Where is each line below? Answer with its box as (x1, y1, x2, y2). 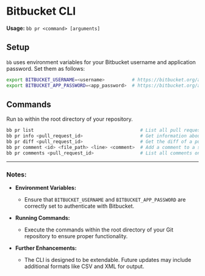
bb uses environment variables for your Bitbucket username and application (6, 58, 196, 65)
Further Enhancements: (15, 244, 77, 252)
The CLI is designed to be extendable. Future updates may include (24, 256, 192, 263)
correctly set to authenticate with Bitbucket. (24, 202, 135, 209)
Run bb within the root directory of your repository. (6, 115, 133, 123)
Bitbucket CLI (6, 4, 76, 18)
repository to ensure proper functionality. (24, 232, 128, 239)
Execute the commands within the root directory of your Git (24, 226, 174, 233)
